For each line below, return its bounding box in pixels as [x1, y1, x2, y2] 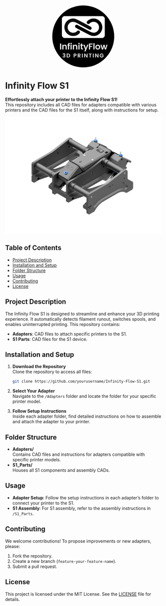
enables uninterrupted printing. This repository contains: [5, 321, 120, 327]
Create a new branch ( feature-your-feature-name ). [12, 558, 116, 564]
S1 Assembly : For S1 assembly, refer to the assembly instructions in [12, 505, 151, 511]
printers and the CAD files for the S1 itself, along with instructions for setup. [5, 107, 159, 113]
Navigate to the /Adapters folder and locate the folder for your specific [12, 393, 157, 399]
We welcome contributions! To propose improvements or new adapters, [5, 538, 152, 544]
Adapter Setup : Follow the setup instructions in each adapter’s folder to [12, 495, 159, 500]
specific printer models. [12, 457, 61, 463]
